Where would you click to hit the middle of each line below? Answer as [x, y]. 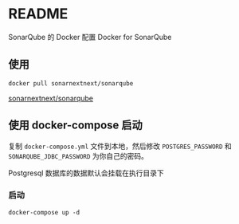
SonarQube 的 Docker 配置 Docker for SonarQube [90, 37]
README [38, 14]
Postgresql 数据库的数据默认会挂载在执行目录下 [86, 173]
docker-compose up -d [44, 212]
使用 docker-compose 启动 [76, 126]
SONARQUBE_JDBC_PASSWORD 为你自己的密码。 [78, 155]
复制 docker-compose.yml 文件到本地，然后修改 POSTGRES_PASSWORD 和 [120, 146]
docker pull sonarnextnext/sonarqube [71, 83]
